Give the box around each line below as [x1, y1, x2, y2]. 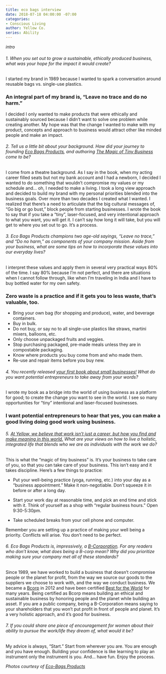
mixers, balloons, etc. [12, 331, 56, 337]
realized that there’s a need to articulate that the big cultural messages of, [5, 201, 156, 207]
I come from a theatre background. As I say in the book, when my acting [5, 169, 153, 175]
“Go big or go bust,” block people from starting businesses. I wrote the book [5, 206, 161, 212]
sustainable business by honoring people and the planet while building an [5, 595, 155, 601]
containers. [12, 315, 36, 321]
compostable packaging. [12, 347, 64, 353]
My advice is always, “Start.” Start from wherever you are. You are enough [5, 643, 157, 649]
